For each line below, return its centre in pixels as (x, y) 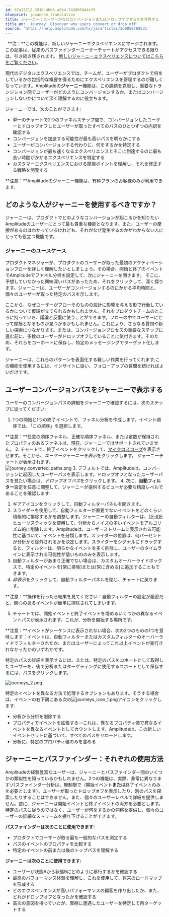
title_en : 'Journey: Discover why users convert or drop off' (72, 24)
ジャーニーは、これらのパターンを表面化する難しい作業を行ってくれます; (80, 360)
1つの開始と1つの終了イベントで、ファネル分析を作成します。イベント (84, 420)
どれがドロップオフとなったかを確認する (54, 896)
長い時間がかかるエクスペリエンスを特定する (59, 158)
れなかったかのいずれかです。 (36, 650)
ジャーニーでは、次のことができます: (43, 109)
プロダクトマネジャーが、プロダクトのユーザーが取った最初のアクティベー (82, 263)
